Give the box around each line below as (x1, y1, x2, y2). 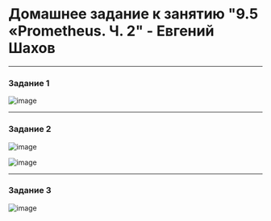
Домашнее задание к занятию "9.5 (8, 5, 259, 23)
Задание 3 (8, 185, 52, 196)
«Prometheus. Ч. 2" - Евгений (8, 22, 215, 40)
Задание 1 (8, 77, 50, 88)
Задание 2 (8, 124, 52, 135)
